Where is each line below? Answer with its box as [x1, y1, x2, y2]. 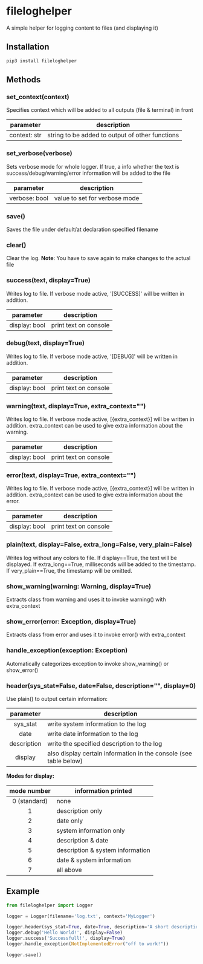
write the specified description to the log [47, 739, 163, 747]
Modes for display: [6, 772, 54, 780]
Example [6, 886, 40, 896]
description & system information [56, 845, 151, 854]
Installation [6, 42, 50, 52]
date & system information [56, 856, 131, 864]
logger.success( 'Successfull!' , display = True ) [6, 936, 126, 942]
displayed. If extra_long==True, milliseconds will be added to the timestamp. [6, 561, 196, 568]
